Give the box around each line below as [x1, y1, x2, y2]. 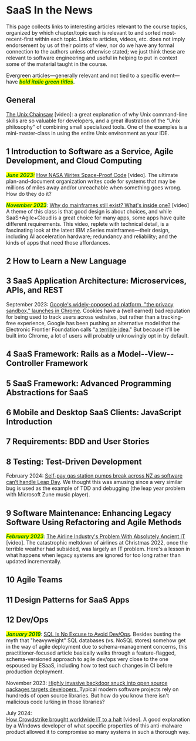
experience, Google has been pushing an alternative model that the [17, 319, 180, 326]
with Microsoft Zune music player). [6, 491, 90, 498]
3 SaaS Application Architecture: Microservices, [6, 276, 187, 286]
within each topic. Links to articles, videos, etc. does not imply [35, 35, 185, 42]
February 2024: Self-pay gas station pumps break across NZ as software [6, 472, 183, 479]
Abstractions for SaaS [6, 388, 89, 398]
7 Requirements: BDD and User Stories [6, 436, 150, 447]
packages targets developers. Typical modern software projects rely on [6, 686, 179, 693]
